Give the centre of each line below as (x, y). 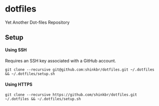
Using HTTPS (19, 84)
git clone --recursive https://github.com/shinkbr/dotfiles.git (71, 95)
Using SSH (16, 50)
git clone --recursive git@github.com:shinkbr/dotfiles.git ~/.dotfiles (80, 69)
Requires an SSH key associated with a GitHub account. (61, 61)
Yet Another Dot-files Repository (37, 22)
